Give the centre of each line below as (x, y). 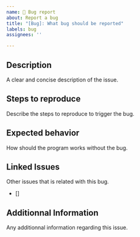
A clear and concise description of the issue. (62, 80)
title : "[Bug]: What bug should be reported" (65, 23)
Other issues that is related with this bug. (58, 182)
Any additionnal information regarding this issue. (67, 228)
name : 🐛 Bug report (31, 12)
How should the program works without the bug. (67, 148)
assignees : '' (24, 35)
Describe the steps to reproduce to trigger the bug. (71, 113)
